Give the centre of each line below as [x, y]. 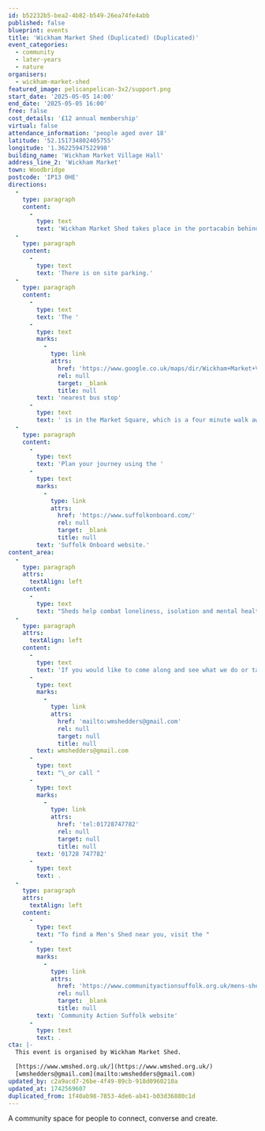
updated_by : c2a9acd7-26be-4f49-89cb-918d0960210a [93, 1081]
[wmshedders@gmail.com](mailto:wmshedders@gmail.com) [105, 1074]
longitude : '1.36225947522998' [60, 148]
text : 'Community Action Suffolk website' [107, 1016]
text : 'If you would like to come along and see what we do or [142, 670]
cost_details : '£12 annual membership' [74, 119]
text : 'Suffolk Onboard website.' [93, 545]
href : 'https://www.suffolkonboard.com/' [127, 516]
